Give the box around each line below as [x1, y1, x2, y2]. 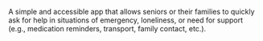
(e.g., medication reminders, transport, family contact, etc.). [8, 24, 207, 33]
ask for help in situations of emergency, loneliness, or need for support [8, 15, 244, 25]
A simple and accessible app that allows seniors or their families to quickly [8, 7, 255, 16]
